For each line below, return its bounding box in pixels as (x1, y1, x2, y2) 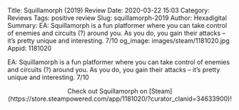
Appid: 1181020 (7, 44, 52, 52)
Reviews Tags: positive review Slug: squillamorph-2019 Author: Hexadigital (7, 14, 227, 22)
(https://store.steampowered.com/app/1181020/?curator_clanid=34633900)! (8, 94, 232, 103)
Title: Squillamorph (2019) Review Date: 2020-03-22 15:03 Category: (7, 6, 210, 14)
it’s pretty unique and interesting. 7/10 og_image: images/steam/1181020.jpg (7, 36, 230, 45)
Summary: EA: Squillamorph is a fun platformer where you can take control (7, 21, 227, 29)
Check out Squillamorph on (67, 87, 148, 95)
